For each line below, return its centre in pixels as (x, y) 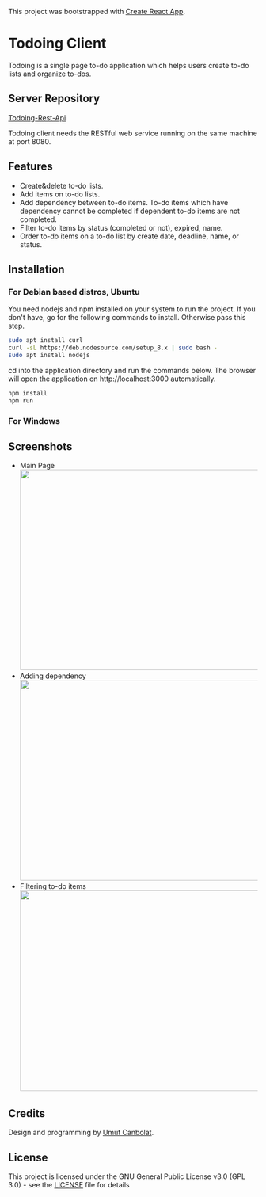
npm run (21, 400)
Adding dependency (53, 676)
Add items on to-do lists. (60, 194)
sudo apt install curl (46, 341)
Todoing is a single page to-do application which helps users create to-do (129, 65)
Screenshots (40, 446)
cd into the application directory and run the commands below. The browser (132, 370)
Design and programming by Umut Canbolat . (81, 1133)
